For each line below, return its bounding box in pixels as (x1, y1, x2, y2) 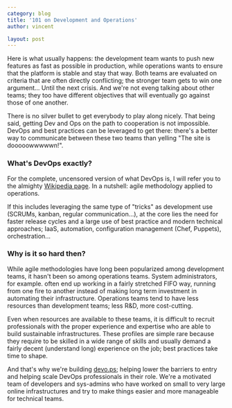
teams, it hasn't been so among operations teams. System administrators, (7, 272, 217, 280)
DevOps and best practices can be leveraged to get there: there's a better (7, 127, 218, 135)
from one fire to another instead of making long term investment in (7, 286, 197, 295)
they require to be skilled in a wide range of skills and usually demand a (7, 337, 211, 345)
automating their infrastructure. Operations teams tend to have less (7, 294, 199, 302)
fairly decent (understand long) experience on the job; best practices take (7, 344, 218, 353)
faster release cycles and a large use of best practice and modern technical (7, 217, 223, 225)
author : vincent (7, 23, 54, 30)
